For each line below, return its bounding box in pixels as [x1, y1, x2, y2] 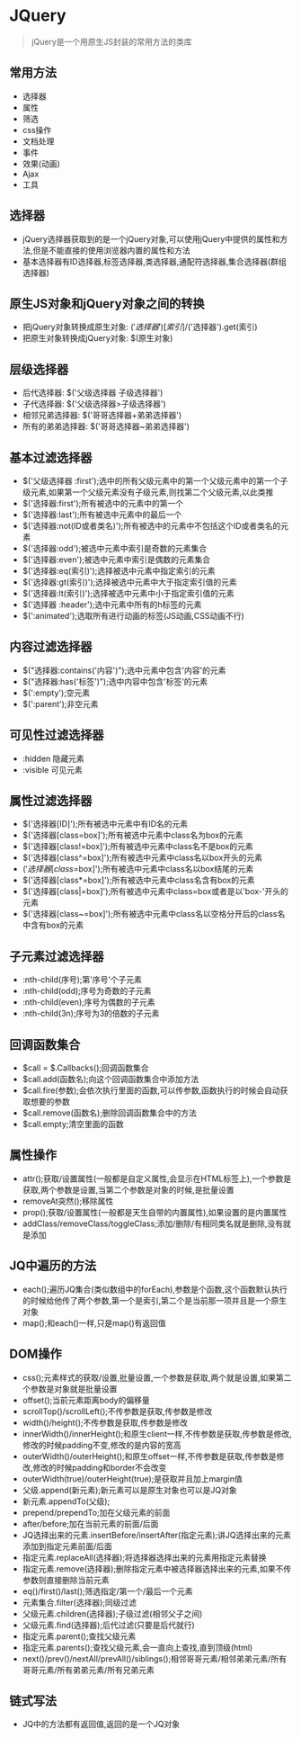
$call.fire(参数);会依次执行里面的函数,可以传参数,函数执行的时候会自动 [22, 1085, 280, 1096]
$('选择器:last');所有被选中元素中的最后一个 [22, 509, 182, 520]
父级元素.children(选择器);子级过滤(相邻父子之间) [22, 1608, 203, 1619]
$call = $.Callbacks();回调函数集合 [22, 1062, 150, 1073]
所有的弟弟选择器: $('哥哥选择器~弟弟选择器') [22, 421, 190, 432]
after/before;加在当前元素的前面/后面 [22, 1518, 159, 1529]
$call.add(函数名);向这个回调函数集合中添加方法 [22, 1074, 199, 1085]
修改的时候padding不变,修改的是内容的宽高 [22, 1439, 181, 1450]
